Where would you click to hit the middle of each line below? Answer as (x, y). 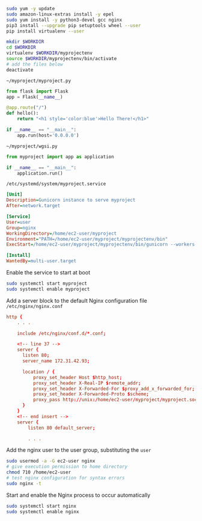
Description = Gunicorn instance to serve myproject (71, 200)
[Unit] (14, 195)
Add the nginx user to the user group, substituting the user (79, 450)
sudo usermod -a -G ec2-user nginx (51, 461)
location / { (38, 372)
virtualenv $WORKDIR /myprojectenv (50, 53)
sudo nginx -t (24, 483)
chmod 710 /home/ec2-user (38, 472)
